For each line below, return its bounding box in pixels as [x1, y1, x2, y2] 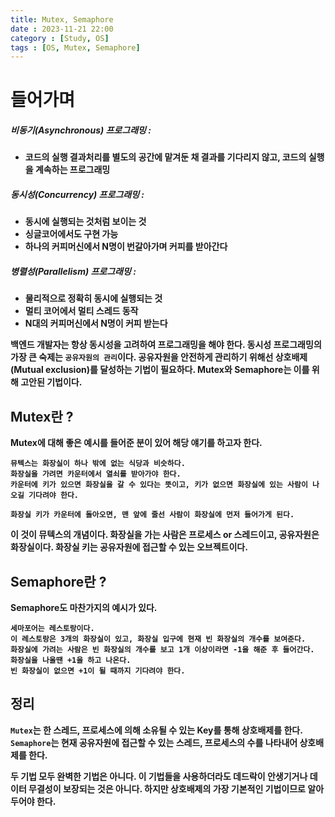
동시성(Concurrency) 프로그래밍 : [10, 189, 145, 200]
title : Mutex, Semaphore [10, 14, 114, 25]
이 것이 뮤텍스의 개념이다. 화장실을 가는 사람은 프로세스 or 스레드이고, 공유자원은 [10, 529, 320, 541]
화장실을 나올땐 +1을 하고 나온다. [10, 655, 132, 665]
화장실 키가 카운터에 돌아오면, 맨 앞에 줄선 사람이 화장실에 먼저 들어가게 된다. [10, 510, 295, 520]
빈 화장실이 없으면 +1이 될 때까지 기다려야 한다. [10, 666, 186, 676]
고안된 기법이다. [20, 376, 83, 388]
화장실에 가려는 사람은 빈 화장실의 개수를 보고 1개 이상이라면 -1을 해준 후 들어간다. [10, 644, 315, 655]
